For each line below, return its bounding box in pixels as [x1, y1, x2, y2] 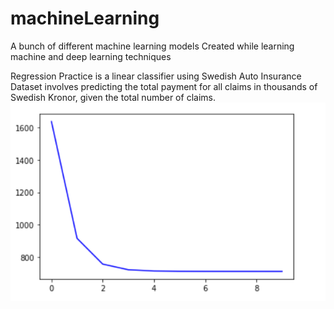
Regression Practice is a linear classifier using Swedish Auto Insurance [10, 70, 302, 82]
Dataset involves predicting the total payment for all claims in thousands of [10, 80, 318, 92]
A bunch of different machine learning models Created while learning [10, 40, 295, 52]
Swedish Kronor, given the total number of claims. [10, 91, 216, 103]
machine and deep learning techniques [10, 50, 172, 62]
